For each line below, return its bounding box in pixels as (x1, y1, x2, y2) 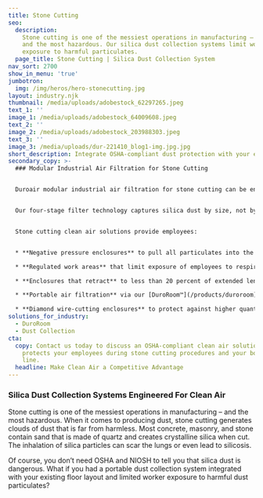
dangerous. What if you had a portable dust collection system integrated (8, 464, 242, 474)
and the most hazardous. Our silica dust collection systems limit (22, 41, 247, 49)
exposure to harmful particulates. (22, 48, 139, 56)
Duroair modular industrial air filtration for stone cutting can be (15, 186, 247, 194)
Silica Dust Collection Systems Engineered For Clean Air (8, 389, 226, 400)
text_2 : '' (8, 121, 44, 129)
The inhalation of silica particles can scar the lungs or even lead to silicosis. (8, 441, 252, 450)
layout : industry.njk (8, 92, 79, 100)
